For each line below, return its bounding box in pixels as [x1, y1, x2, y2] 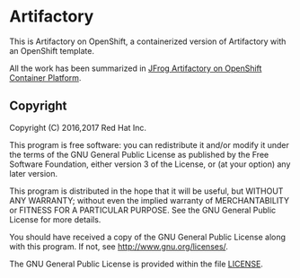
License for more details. [9, 213, 101, 225]
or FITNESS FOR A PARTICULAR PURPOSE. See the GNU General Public [9, 204, 277, 215]
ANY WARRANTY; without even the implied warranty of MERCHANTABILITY [9, 195, 290, 205]
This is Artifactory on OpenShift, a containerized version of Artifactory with [9, 36, 287, 47]
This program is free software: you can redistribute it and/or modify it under [9, 139, 289, 150]
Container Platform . [9, 72, 82, 83]
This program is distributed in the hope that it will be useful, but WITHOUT [9, 186, 284, 196]
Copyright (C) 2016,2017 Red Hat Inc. [9, 122, 146, 133]
